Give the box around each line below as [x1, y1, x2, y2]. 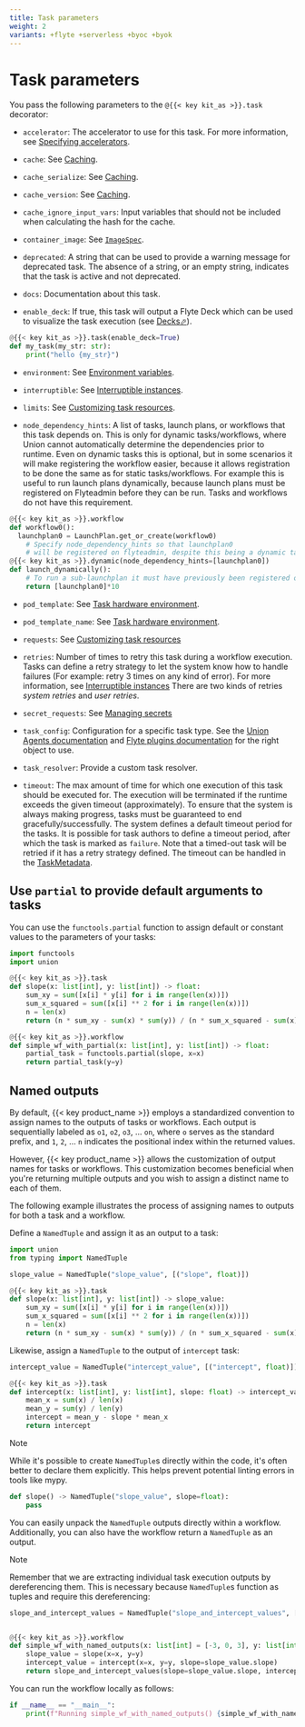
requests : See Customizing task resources [22, 634, 182, 644]
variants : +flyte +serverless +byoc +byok [9, 30, 172, 39]
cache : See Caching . [22, 154, 98, 165]
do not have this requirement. [22, 496, 133, 507]
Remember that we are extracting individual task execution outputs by [9, 1572, 271, 1582]
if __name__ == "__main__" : [9, 1701, 116, 1710]
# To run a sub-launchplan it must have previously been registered [25, 574, 290, 583]
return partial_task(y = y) [25, 1058, 124, 1067]
